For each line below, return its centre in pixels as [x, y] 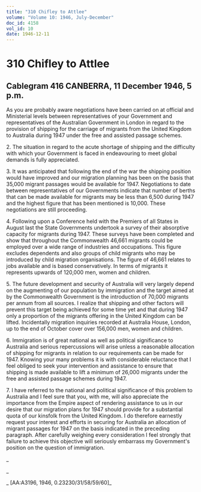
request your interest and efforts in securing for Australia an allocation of [96, 422]
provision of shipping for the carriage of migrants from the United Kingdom [99, 129]
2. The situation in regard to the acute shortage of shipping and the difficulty [101, 147]
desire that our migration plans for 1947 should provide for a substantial [94, 410]
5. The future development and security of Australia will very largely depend [100, 284]
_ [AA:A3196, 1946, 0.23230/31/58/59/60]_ [59, 483]
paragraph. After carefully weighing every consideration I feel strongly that [98, 435]
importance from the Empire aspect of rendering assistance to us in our [94, 403]
